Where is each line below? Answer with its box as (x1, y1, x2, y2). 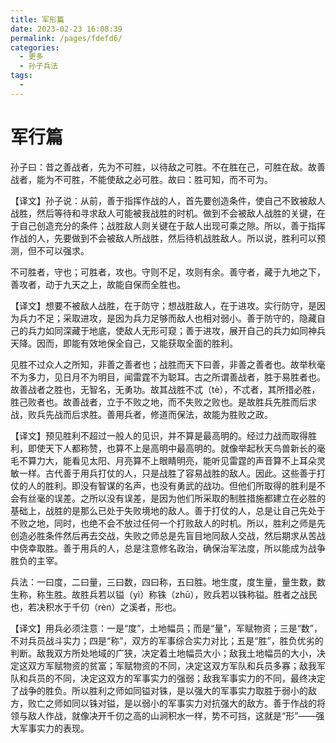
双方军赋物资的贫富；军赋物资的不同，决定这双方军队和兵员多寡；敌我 (27, 659, 317, 671)
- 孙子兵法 (19, 61, 59, 71)
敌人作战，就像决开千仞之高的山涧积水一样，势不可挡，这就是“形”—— (27, 709, 317, 721)
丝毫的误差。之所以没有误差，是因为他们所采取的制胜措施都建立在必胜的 (27, 492, 326, 504)
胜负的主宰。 (10, 554, 63, 566)
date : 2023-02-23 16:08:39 (10, 24, 123, 34)
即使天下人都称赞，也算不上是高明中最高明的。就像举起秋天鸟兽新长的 (27, 442, 317, 454)
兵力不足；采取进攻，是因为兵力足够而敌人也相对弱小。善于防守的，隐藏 (18, 312, 317, 324)
